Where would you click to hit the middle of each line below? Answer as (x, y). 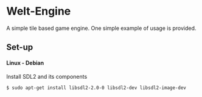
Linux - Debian (25, 63)
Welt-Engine (39, 11)
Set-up (20, 47)
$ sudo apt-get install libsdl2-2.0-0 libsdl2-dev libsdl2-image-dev (96, 88)
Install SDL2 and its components (47, 76)
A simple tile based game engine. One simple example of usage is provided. (101, 28)
